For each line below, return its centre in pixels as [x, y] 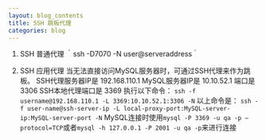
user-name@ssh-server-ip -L [74, 109]
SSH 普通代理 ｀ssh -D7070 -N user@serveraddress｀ [109, 54]
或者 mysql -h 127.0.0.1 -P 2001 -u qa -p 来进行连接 [150, 127]
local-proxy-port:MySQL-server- [177, 109]
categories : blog [37, 30]
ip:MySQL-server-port [55, 119]
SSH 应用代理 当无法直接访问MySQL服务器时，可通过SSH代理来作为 [132, 71]
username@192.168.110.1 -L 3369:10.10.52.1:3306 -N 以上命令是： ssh [135, 101]
